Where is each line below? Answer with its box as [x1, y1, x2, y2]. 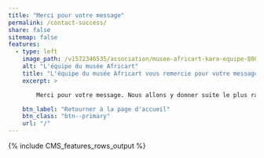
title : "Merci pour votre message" [8, 11, 125, 20]
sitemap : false [8, 33, 58, 41]
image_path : [22, 56, 61, 63]
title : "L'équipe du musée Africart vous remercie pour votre [22, 70, 230, 77]
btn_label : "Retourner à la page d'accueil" [22, 105, 170, 113]
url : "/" [22, 120, 51, 127]
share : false [8, 26, 51, 34]
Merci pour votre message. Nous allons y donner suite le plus [36, 91, 247, 99]
